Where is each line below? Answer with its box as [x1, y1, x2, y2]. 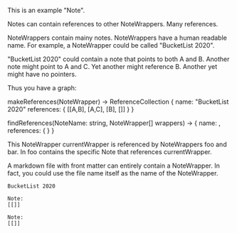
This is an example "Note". [7, 6, 85, 14]
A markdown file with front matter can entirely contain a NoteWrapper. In [7, 161, 221, 170]
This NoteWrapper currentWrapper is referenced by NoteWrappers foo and [7, 140, 227, 148]
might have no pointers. [7, 70, 77, 78]
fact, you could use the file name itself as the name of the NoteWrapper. [7, 169, 218, 177]
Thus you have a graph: [7, 84, 77, 92]
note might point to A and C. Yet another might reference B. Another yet [7, 63, 218, 70]
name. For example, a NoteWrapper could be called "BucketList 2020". [7, 41, 215, 49]
